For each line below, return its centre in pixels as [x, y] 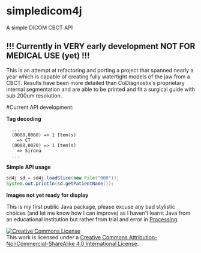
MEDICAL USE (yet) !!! [48, 56]
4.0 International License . [107, 243]
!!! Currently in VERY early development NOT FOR [101, 46]
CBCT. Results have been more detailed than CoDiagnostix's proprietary [95, 83]
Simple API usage [28, 167]
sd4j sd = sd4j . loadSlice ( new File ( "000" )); [63, 178]
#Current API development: [40, 107]
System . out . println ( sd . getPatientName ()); [60, 184]
